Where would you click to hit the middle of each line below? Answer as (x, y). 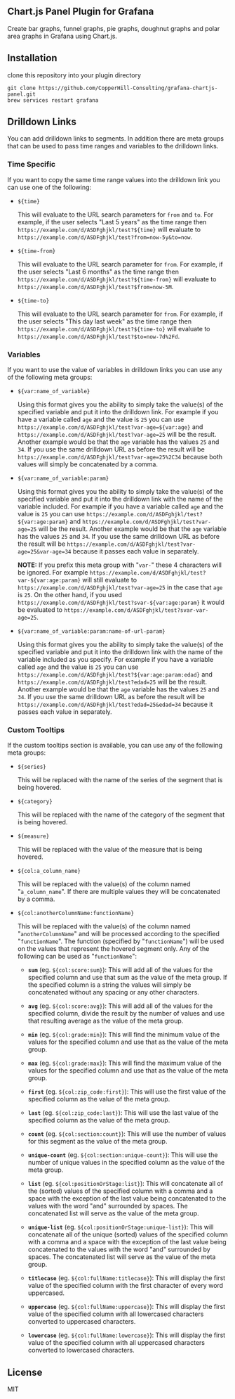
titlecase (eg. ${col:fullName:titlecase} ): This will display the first (127, 1278)
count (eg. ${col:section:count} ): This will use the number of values (127, 1134)
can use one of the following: (49, 187)
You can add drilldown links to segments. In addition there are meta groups (116, 139)
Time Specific (32, 165)
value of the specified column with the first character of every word (125, 1286)
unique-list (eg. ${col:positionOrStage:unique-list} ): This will (121, 1227)
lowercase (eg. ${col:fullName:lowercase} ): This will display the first (127, 1335)
